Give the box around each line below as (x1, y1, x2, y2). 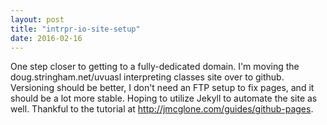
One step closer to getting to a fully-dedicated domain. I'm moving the (10, 61, 300, 73)
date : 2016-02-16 (10, 33, 83, 43)
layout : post (10, 14, 65, 25)
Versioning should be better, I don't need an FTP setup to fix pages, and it (10, 82, 315, 94)
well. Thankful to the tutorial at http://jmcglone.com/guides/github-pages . (10, 103, 314, 115)
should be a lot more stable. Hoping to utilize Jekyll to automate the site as (10, 92, 318, 105)
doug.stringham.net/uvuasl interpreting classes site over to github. (10, 71, 285, 83)
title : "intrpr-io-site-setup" (10, 24, 141, 34)
